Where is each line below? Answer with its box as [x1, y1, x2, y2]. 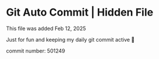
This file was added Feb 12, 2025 [6, 25, 86, 32]
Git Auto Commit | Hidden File [6, 6, 154, 19]
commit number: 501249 [6, 47, 66, 54]
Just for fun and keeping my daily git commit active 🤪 [6, 36, 135, 43]
